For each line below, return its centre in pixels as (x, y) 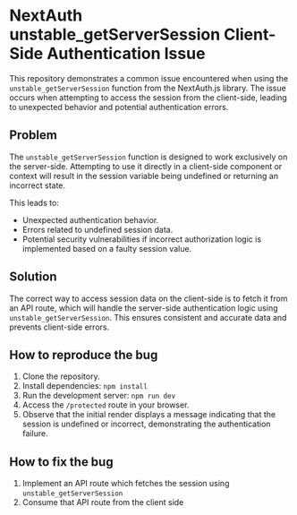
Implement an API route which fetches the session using (126, 484)
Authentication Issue (126, 54)
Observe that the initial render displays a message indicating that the (148, 415)
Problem (34, 135)
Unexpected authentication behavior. (90, 219)
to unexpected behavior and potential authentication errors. (119, 107)
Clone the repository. (61, 376)
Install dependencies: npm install (85, 386)
